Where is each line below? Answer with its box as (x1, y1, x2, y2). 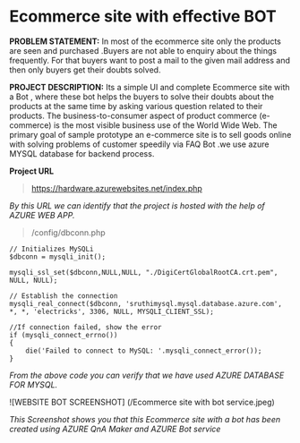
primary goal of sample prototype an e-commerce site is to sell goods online (9, 129, 292, 140)
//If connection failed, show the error (9, 322, 163, 332)
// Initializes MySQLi (9, 244, 94, 253)
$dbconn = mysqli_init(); (9, 252, 106, 261)
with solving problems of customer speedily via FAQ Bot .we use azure (9, 139, 270, 149)
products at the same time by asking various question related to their (9, 100, 263, 111)
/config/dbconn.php (30, 226, 106, 238)
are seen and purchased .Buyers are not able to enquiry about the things (9, 45, 278, 55)
